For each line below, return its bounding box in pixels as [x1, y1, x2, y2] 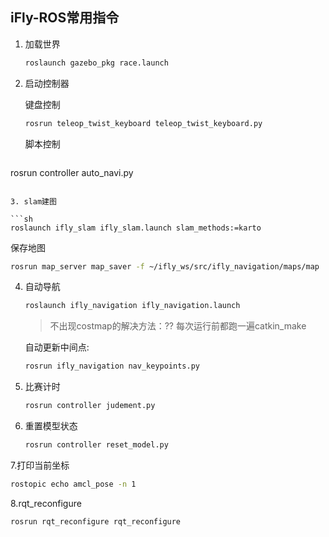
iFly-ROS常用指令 [10, 9, 120, 27]
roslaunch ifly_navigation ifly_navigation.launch [24, 301, 241, 311]
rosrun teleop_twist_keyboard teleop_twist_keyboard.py [24, 118, 263, 128]
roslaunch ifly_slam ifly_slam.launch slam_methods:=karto [10, 223, 262, 233]
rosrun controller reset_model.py [24, 440, 169, 450]
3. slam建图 [10, 196, 57, 207]
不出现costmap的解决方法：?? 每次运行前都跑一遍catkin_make [49, 320, 307, 332]
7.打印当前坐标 [10, 459, 70, 471]
